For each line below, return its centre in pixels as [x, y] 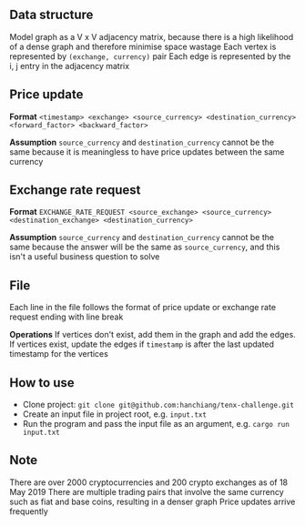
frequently [29, 511]
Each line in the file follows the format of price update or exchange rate [142, 308]
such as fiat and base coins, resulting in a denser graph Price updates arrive [152, 501]
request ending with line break [66, 317]
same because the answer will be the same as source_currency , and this [145, 247]
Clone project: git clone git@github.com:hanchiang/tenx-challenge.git [158, 405]
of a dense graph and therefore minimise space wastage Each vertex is [143, 46]
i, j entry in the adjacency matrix [70, 66]
